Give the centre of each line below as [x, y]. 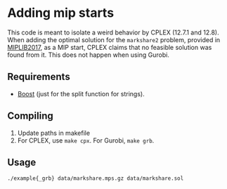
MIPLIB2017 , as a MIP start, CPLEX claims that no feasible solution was [110, 47]
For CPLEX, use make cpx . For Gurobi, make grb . [86, 140]
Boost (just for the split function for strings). [81, 93]
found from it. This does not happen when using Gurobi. [89, 55]
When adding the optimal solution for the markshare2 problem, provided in [114, 39]
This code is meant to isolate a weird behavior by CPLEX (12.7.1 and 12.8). [113, 32]
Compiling [31, 116]
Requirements [39, 77]
